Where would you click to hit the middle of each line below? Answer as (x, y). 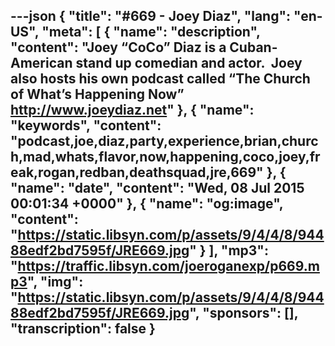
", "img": (55, 282)
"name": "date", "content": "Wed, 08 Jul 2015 (157, 188)
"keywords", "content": (86, 125)
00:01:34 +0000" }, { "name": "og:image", (147, 204)
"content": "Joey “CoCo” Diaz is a (118, 47)
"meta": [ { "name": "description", (151, 32)
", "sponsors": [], (244, 313)
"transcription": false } (83, 329)
